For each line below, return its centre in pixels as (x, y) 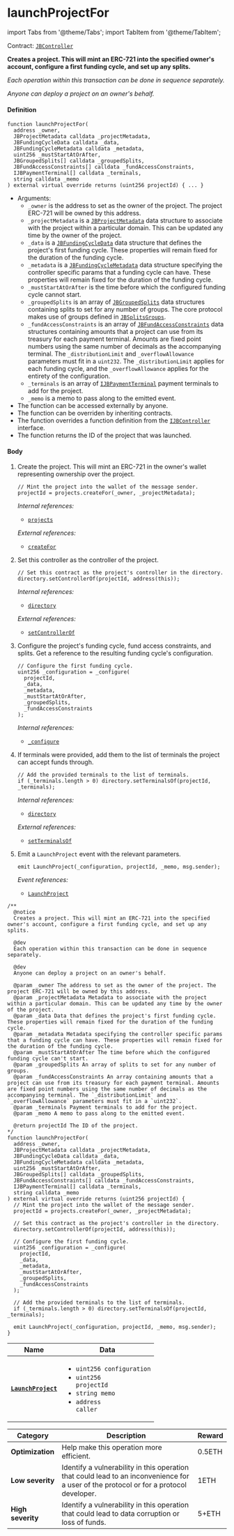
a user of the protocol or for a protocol (124, 1485)
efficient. (76, 1457)
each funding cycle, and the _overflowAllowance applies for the (118, 369)
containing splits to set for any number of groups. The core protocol (125, 310)
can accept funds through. (55, 762)
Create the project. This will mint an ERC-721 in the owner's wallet (112, 467)
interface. (31, 428)
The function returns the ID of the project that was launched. (104, 435)
